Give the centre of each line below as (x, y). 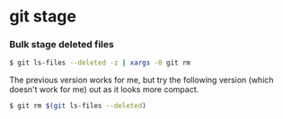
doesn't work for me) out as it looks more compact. (104, 89)
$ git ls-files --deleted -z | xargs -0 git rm (100, 63)
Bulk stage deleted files (62, 45)
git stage (43, 17)
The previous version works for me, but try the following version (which (141, 80)
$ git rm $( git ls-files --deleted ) (78, 106)
